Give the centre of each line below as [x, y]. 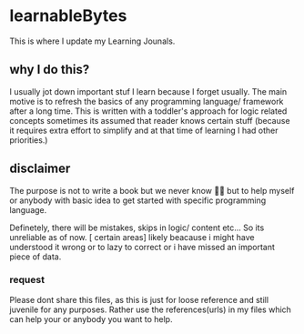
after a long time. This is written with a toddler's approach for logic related [148, 111]
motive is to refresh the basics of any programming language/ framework [147, 101]
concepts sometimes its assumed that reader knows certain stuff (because [150, 120]
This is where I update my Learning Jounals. [92, 41]
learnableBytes [68, 16]
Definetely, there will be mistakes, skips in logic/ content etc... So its [137, 228]
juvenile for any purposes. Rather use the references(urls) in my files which [150, 309]
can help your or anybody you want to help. [91, 319]
